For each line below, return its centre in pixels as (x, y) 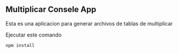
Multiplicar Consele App (51, 10)
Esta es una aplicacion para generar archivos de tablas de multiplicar (89, 23)
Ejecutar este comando (34, 35)
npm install (20, 45)
